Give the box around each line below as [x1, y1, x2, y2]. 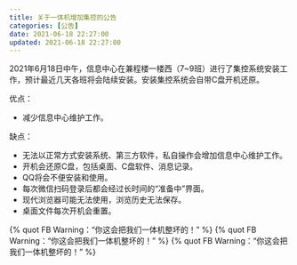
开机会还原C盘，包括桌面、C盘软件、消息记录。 [21, 161, 198, 172]
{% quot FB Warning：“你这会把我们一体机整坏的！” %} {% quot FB [9, 224, 257, 236]
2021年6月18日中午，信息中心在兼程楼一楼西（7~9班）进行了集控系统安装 [9, 63, 280, 74]
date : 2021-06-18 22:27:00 [9, 29, 109, 38]
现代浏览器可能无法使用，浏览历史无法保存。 [21, 195, 187, 205]
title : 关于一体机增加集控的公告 [9, 12, 117, 22]
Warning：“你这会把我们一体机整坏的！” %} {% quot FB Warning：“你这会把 [9, 236, 288, 246]
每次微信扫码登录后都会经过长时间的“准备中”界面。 [21, 183, 209, 194]
